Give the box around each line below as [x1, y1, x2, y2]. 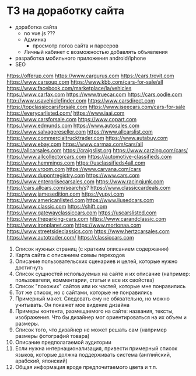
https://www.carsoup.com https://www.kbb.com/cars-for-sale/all [6, 78, 163, 86]
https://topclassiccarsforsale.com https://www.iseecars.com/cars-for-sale [6, 103, 185, 110]
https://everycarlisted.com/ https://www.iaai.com [6, 110, 125, 117]
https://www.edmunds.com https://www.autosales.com [6, 122, 139, 129]
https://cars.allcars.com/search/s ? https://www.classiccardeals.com [6, 184, 171, 191]
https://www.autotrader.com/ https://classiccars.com [6, 234, 134, 241]
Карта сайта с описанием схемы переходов [15, 251, 125, 258]
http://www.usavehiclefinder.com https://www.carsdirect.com [6, 97, 155, 104]
